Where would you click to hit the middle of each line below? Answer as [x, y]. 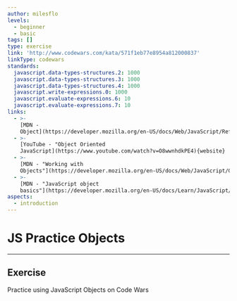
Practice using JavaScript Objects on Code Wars [78, 290]
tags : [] [20, 40]
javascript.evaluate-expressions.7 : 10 [72, 105]
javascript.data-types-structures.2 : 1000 [77, 72]
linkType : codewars [36, 60]
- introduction [36, 204]
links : [17, 112]
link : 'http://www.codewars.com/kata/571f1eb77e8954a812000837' [104, 53]
